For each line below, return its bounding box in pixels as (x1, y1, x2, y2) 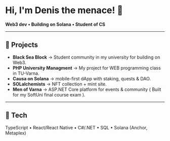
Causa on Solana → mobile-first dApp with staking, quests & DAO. (12, 75, 151, 81)
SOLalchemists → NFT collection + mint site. (12, 81, 107, 87)
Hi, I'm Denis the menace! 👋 (5, 5, 123, 16)
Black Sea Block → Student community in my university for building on (12, 54, 160, 60)
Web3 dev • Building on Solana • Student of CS (5, 21, 105, 27)
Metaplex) (5, 130, 26, 136)
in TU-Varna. (12, 70, 39, 76)
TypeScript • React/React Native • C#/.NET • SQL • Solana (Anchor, (5, 124, 148, 130)
